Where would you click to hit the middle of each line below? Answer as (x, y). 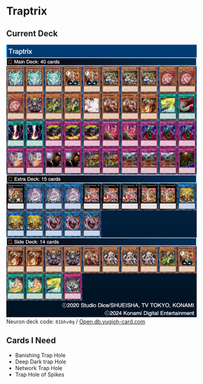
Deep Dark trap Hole (40, 362)
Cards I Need (31, 341)
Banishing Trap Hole (40, 355)
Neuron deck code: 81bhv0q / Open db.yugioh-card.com (76, 321)
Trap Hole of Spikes (40, 374)
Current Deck (32, 34)
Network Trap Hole (39, 368)
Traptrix (27, 11)
